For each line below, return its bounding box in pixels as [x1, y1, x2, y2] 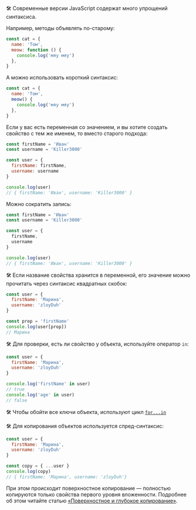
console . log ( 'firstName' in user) [6, 381, 91, 387]
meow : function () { [11, 47, 62, 53]
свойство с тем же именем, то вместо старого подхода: [6, 130, 148, 137]
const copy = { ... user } [6, 463, 69, 469]
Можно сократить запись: [6, 200, 72, 207]
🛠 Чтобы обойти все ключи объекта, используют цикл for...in [6, 408, 166, 415]
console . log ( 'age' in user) [6, 392, 75, 398]
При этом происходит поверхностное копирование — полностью [6, 485, 171, 492]
